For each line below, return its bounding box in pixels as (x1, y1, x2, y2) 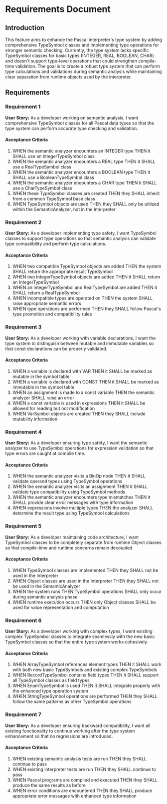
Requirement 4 (5, 428, 42, 435)
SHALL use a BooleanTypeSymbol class (12, 174, 95, 180)
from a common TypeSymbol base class (12, 195, 96, 201)
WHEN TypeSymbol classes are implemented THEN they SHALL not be (12, 567, 159, 573)
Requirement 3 (5, 323, 42, 330)
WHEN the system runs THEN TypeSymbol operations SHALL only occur (12, 588, 162, 594)
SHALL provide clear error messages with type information (12, 499, 134, 505)
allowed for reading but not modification (12, 405, 95, 411)
